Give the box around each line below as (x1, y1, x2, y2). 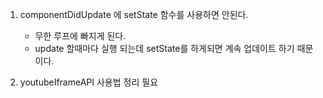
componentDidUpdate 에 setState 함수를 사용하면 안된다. (19, 9, 249, 20)
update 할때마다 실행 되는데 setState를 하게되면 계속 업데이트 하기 (34, 43, 295, 54)
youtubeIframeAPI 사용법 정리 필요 (19, 76, 159, 88)
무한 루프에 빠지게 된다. (34, 30, 127, 42)
